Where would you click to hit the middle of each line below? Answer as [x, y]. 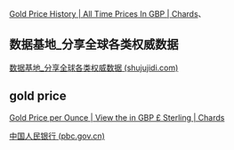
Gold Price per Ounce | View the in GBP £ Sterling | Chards [117, 117]
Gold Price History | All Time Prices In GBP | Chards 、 [108, 14]
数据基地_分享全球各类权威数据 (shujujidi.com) [94, 67]
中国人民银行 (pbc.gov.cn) [57, 136]
